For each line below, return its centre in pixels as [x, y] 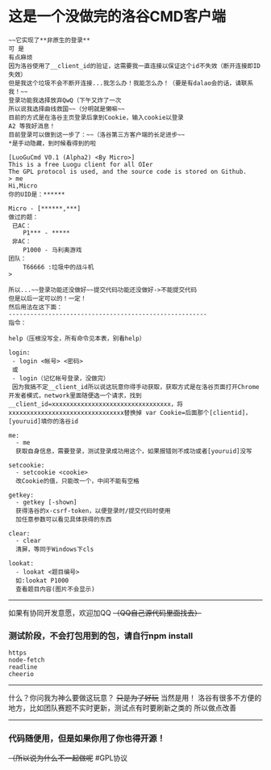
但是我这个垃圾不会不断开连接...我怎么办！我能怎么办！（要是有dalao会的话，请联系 [131, 83]
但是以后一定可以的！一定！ [48, 298]
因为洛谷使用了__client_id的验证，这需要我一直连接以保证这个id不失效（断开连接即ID [134, 66]
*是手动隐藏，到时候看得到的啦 [52, 143]
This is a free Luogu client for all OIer [81, 164]
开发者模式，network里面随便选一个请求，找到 [75, 396]
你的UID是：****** [37, 194]
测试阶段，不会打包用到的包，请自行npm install [101, 636]
